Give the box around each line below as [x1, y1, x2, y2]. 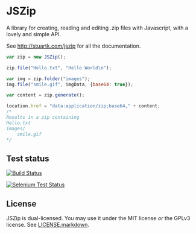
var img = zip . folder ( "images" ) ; [6, 75, 90, 82]
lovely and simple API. [6, 30, 62, 37]
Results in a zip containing [6, 115, 80, 121]
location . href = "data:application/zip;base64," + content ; [6, 103, 161, 109]
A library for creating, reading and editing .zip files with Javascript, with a [6, 24, 189, 31]
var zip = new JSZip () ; [6, 54, 66, 60]
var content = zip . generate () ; [6, 92, 85, 98]
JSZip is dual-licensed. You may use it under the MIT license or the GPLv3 [6, 215, 191, 222]
